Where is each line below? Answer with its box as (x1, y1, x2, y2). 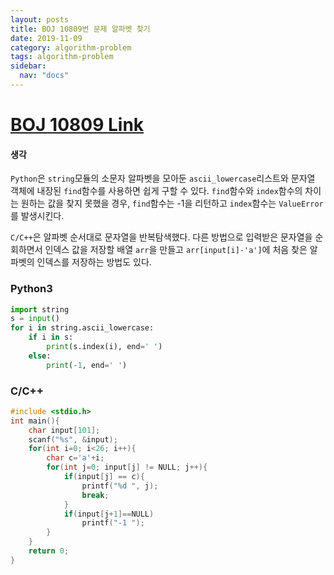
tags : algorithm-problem (10, 52, 114, 62)
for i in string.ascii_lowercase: (10, 323, 155, 333)
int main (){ (10, 416, 60, 426)
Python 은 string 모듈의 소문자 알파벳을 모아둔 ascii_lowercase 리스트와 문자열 (10, 172, 316, 185)
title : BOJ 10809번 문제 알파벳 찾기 (10, 24, 151, 34)
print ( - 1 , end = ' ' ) (46, 360, 128, 370)
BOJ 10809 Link (10, 114, 145, 136)
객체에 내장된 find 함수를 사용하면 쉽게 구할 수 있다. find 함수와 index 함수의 (10, 185, 303, 197)
